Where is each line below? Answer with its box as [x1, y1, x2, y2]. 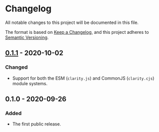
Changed [5, 64, 28, 71]
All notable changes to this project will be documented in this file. [5, 19, 139, 25]
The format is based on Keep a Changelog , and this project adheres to [5, 29, 149, 35]
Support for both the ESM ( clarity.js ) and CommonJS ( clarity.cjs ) [12, 75, 155, 81]
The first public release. [12, 121, 61, 127]
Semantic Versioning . [5, 34, 49, 40]
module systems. [12, 80, 48, 86]
